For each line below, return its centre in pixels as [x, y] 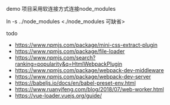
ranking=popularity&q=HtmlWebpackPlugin [69, 64]
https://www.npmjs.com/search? [55, 58]
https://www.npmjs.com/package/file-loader [70, 51]
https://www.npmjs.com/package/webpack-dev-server [83, 77]
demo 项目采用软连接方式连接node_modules [61, 9]
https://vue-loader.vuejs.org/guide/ [58, 95]
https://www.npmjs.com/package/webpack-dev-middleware [89, 70]
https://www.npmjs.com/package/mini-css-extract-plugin [86, 45]
